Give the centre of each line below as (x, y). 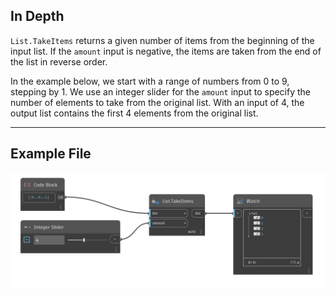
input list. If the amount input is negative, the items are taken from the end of (166, 51)
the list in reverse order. (59, 61)
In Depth (37, 16)
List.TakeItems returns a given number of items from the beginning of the (162, 40)
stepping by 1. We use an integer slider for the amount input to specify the (161, 91)
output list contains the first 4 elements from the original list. (134, 113)
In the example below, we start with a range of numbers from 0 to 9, (150, 81)
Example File (51, 154)
